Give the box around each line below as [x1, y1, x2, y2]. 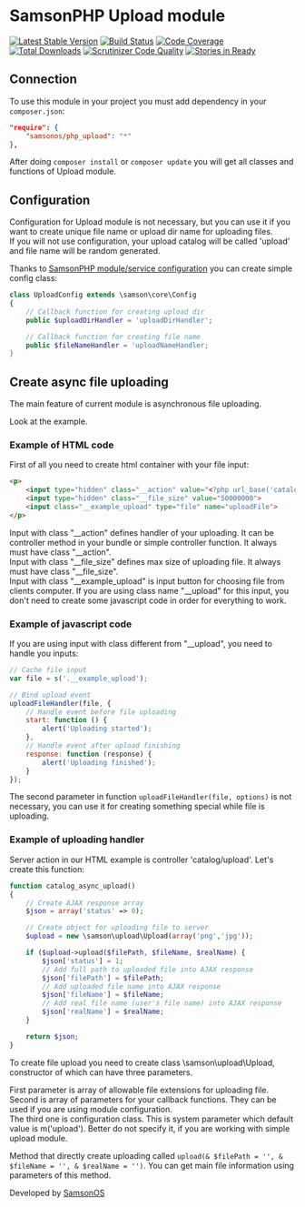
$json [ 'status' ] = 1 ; [42, 956, 124, 965]
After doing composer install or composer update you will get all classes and [9, 156, 294, 167]
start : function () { [25, 716, 107, 725]
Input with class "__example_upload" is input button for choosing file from [9, 575, 285, 587]
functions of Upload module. [9, 166, 116, 177]
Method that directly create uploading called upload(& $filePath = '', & [9, 1150, 283, 1161]
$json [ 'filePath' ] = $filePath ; [42, 973, 165, 982]
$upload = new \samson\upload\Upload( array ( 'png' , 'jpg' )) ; [25, 931, 254, 941]
